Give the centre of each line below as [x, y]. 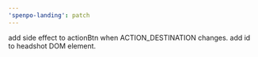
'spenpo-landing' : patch [49, 15]
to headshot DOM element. [52, 46]
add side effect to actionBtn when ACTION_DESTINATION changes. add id [129, 37]
